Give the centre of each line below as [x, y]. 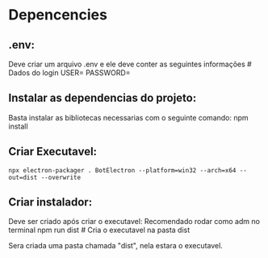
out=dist [23, 177]
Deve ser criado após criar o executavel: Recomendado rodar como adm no [134, 222]
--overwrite [61, 177]
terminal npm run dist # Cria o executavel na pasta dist [99, 230]
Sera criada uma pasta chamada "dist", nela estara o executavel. [116, 246]
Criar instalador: [50, 203]
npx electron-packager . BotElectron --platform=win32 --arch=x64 [122, 170]
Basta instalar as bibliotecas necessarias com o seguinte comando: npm [128, 117]
